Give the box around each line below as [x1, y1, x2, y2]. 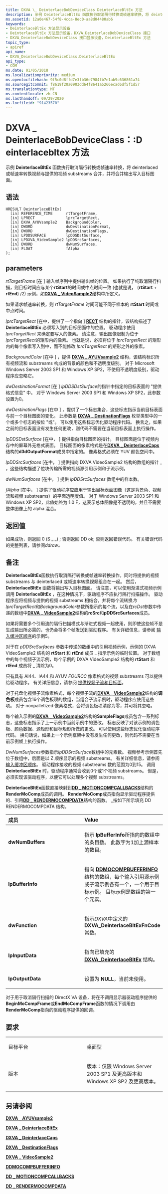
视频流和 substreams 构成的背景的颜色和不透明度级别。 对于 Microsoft [9, 360, 155, 366]
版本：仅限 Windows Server [87, 1063, 152, 1070]
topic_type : [5, 40, 30, 45]
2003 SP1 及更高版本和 [87, 1071, 142, 1078]
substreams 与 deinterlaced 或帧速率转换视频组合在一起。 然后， [5, 578, 139, 584]
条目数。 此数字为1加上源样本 [89, 839, 159, 846]
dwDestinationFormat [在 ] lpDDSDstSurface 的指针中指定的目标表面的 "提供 [5, 383, 162, 389]
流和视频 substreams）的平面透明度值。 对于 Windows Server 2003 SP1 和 [5, 493, 159, 499]
